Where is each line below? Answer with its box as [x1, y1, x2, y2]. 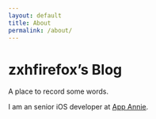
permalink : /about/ [8, 26, 73, 34]
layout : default [8, 11, 62, 20]
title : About [8, 19, 51, 27]
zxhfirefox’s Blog [8, 60, 123, 79]
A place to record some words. [8, 86, 109, 96]
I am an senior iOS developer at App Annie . [8, 102, 149, 112]
